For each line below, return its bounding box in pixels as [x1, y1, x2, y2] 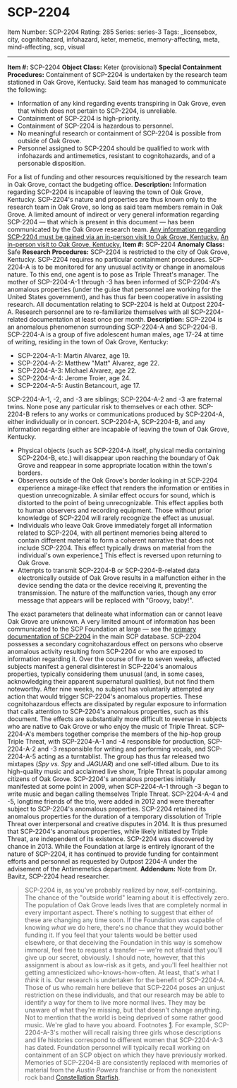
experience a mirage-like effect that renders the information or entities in [17, 483, 229, 492]
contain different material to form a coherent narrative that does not [17, 536, 214, 544]
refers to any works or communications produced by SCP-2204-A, [31, 410, 224, 418]
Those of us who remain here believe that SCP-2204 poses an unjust [24, 983, 226, 991]
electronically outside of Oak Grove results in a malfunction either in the [17, 573, 226, 582]
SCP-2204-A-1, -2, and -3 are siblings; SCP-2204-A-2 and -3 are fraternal [7, 394, 223, 403]
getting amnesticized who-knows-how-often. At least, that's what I [24, 968, 219, 977]
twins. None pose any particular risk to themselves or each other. [7, 402, 197, 411]
